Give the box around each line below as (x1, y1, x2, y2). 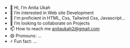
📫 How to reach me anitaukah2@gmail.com (9, 26, 100, 31)
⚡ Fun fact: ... (9, 38, 37, 44)
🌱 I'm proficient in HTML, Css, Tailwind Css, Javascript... (9, 15, 126, 21)
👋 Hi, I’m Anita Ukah (9, 5, 51, 10)
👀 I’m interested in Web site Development (9, 10, 94, 16)
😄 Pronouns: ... (9, 33, 42, 39)
